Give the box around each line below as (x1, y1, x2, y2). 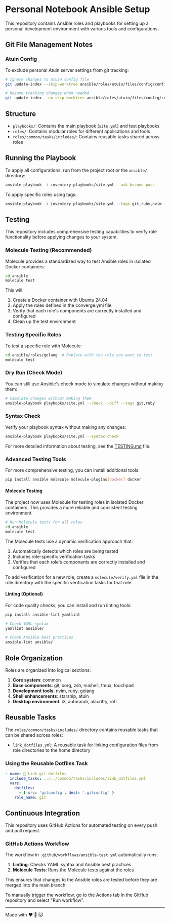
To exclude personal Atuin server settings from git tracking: (5, 67, 129, 73)
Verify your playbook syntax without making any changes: (5, 424, 126, 430)
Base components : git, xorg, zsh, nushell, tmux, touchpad (12, 683, 134, 689)
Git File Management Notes (5, 41, 93, 49)
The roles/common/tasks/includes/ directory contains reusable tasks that (5, 727, 158, 733)
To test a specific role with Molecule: (5, 343, 82, 349)
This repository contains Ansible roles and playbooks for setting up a (5, 20, 149, 26)
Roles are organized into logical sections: (5, 667, 91, 673)
